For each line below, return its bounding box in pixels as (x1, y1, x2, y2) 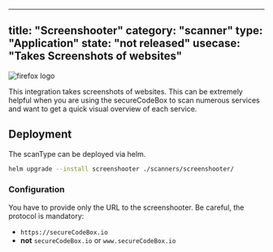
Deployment (8, 128, 72, 141)
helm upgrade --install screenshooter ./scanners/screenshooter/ (8, 164, 234, 173)
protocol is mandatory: (8, 211, 84, 220)
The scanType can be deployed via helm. (8, 149, 146, 159)
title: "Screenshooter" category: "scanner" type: (8, 24, 263, 37)
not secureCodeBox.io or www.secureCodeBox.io (19, 235, 176, 245)
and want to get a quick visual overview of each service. (8, 103, 197, 114)
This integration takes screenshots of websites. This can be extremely (8, 86, 244, 96)
